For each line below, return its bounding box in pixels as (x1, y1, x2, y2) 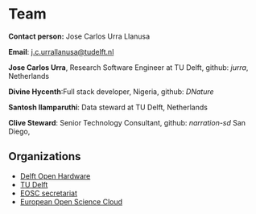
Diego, (8, 126, 31, 136)
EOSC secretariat (19, 188, 78, 198)
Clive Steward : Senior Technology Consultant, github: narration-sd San (8, 117, 246, 127)
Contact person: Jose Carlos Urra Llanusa (8, 31, 151, 41)
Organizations (8, 150, 81, 163)
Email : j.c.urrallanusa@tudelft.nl (8, 47, 114, 56)
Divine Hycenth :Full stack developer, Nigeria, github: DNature (8, 86, 215, 97)
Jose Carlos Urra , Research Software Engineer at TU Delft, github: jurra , (8, 62, 249, 72)
